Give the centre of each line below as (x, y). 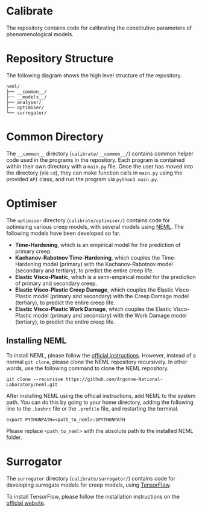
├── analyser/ (24, 102)
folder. (14, 437)
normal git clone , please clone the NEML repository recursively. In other (97, 362)
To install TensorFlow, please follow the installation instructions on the (93, 496)
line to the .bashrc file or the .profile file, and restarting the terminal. (93, 408)
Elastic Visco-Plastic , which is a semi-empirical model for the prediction (105, 277)
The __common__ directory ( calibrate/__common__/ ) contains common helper (100, 153)
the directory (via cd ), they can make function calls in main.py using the (94, 173)
